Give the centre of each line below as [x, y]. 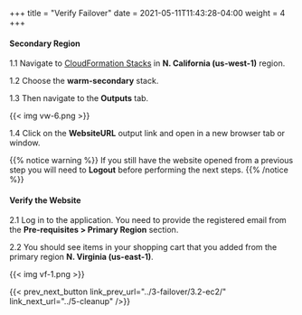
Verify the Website [45, 200]
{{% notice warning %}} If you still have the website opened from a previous [151, 161]
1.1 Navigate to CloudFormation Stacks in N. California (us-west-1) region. [147, 63]
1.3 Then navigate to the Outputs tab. [79, 98]
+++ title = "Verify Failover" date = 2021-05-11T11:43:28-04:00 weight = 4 [147, 13]
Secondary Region [45, 43]
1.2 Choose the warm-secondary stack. [84, 81]
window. [25, 143]
